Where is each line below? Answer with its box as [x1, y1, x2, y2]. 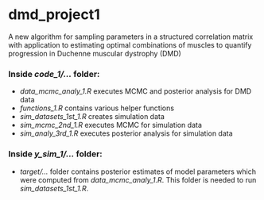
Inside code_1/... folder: [8, 68, 100, 79]
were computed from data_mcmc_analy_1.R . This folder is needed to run [19, 175, 257, 184]
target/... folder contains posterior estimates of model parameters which [19, 167, 257, 176]
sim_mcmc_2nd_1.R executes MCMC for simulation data [19, 121, 203, 130]
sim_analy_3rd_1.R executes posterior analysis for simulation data [19, 129, 233, 138]
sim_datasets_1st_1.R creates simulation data [19, 112, 165, 121]
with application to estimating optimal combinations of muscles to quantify [8, 40, 252, 49]
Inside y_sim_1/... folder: [8, 148, 103, 160]
